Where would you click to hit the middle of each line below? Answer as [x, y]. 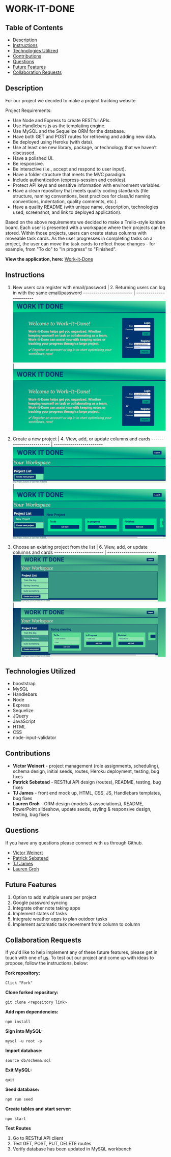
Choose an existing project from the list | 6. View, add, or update [80, 547]
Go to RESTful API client [38, 1138]
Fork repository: [23, 973]
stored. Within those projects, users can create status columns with [76, 233]
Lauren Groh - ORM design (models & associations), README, [78, 803]
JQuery [21, 716]
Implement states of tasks [40, 913]
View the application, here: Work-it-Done [49, 259]
